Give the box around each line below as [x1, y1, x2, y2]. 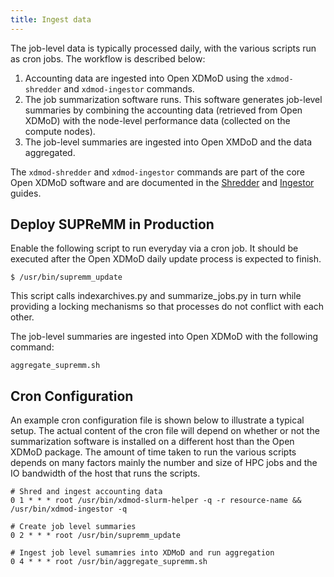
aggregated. [24, 146, 76, 158]
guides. [10, 187, 42, 199]
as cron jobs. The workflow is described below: [10, 52, 206, 65]
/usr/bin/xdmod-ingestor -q [10, 504, 128, 515]
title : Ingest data [10, 14, 92, 25]
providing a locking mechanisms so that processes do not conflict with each [10, 301, 325, 313]
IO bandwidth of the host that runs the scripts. [10, 467, 201, 480]
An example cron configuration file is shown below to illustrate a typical [10, 414, 305, 426]
